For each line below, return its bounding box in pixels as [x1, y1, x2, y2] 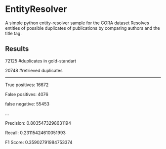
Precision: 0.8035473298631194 [5, 120, 72, 126]
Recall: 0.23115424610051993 [5, 130, 66, 136]
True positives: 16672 [5, 82, 49, 88]
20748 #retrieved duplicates [5, 67, 63, 73]
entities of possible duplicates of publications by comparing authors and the [5, 25, 160, 31]
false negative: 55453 [5, 100, 49, 107]
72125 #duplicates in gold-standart [5, 58, 77, 64]
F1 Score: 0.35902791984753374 [5, 139, 73, 145]
